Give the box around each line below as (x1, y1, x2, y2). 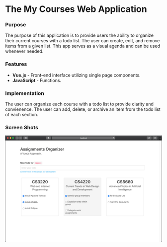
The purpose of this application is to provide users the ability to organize (5, 32, 154, 38)
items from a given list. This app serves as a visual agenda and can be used (5, 43, 161, 49)
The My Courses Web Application (5, 3, 148, 15)
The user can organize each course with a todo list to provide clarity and (5, 101, 154, 107)
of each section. (5, 112, 39, 118)
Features (5, 61, 27, 68)
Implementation (5, 89, 45, 96)
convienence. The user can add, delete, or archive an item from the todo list (5, 106, 161, 112)
